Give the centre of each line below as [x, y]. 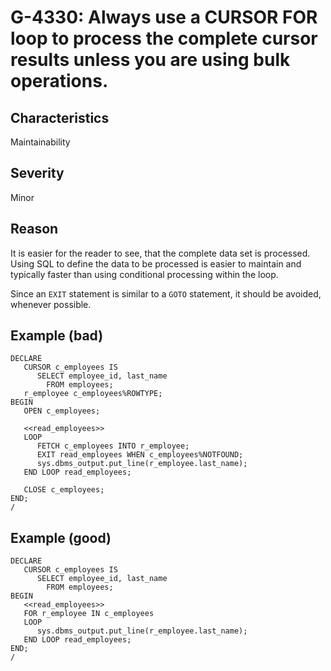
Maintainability [40, 142]
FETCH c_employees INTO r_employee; [113, 446]
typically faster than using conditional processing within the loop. [144, 274]
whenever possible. [51, 304]
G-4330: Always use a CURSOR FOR [164, 17]
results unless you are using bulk [150, 60]
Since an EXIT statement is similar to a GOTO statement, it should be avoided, [166, 293]
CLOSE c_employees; [64, 490]
